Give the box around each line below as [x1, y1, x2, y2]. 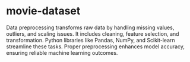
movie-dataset [6, 4, 81, 18]
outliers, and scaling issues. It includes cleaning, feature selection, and [6, 30, 179, 37]
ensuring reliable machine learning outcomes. [6, 49, 118, 56]
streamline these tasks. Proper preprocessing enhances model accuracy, [6, 43, 185, 50]
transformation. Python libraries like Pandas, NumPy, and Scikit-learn [6, 36, 175, 44]
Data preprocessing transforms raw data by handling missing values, [6, 24, 175, 31]
